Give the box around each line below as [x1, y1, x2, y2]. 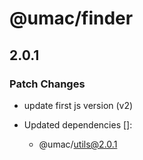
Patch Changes [9, 77, 86, 91]
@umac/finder [9, 7, 134, 30]
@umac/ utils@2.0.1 [38, 138, 118, 150]
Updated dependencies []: [23, 118, 133, 131]
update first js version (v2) [23, 99, 134, 111]
